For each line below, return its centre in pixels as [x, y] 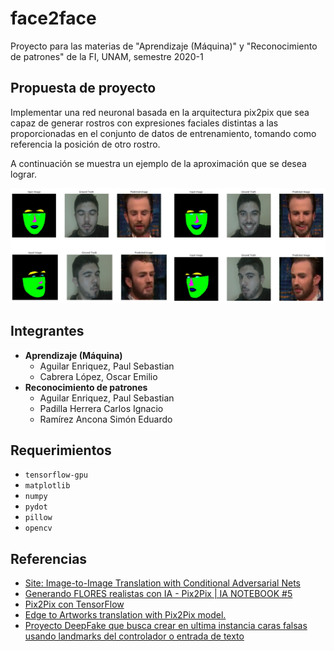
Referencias [49, 558]
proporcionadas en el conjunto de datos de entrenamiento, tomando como [163, 133]
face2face [53, 18]
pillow [38, 518]
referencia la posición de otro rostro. [85, 144]
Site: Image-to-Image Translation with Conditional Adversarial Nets [162, 583]
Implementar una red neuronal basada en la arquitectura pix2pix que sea [160, 112]
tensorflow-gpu [56, 475]
